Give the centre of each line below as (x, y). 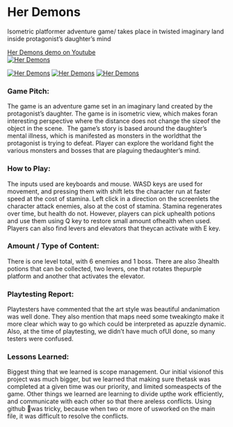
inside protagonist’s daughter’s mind (59, 38)
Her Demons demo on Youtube (51, 52)
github (16, 409)
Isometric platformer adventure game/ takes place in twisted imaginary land (116, 31)
